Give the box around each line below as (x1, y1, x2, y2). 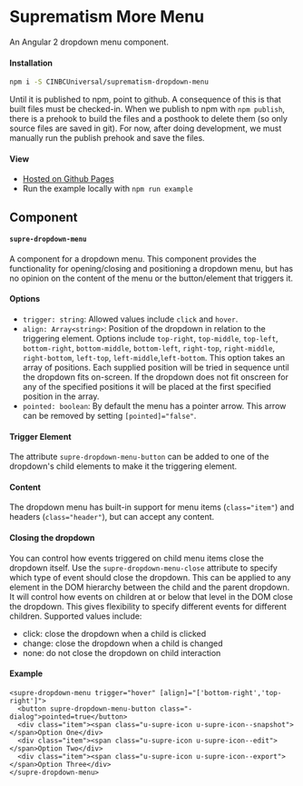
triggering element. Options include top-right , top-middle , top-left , (22, 333, 279, 344)
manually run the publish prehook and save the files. (9, 133, 206, 144)
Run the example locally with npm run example (22, 184, 193, 194)
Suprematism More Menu (9, 6, 205, 27)
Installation (9, 57, 53, 68)
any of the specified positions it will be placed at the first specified (22, 382, 272, 393)
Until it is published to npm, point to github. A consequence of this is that (9, 94, 281, 105)
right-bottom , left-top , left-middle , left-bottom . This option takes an (22, 353, 286, 363)
